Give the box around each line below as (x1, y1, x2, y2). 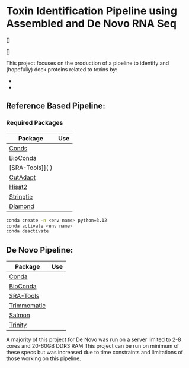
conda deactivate (6, 228, 49, 234)
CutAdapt (9, 173, 36, 181)
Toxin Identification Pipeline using (6, 4, 178, 18)
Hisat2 (9, 183, 28, 191)
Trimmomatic (9, 301, 46, 310)
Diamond (9, 202, 34, 210)
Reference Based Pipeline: (6, 101, 105, 111)
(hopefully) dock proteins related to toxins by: (6, 65, 117, 73)
